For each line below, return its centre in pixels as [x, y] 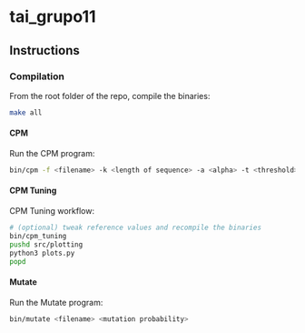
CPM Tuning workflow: [52, 211]
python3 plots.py [42, 253]
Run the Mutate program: [56, 302]
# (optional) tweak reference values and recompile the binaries [135, 228]
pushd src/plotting [46, 244]
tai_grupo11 [53, 17]
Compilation [37, 76]
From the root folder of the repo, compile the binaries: [110, 96]
